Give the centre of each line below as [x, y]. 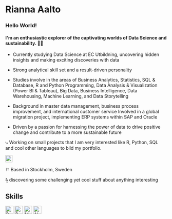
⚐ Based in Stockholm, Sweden [39, 170]
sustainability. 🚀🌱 [24, 43]
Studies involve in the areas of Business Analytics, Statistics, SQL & [84, 80]
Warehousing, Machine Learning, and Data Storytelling [71, 96]
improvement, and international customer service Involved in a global [86, 112]
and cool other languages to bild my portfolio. [53, 148]
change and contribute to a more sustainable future [67, 132]
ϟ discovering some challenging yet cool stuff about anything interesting [82, 180]
